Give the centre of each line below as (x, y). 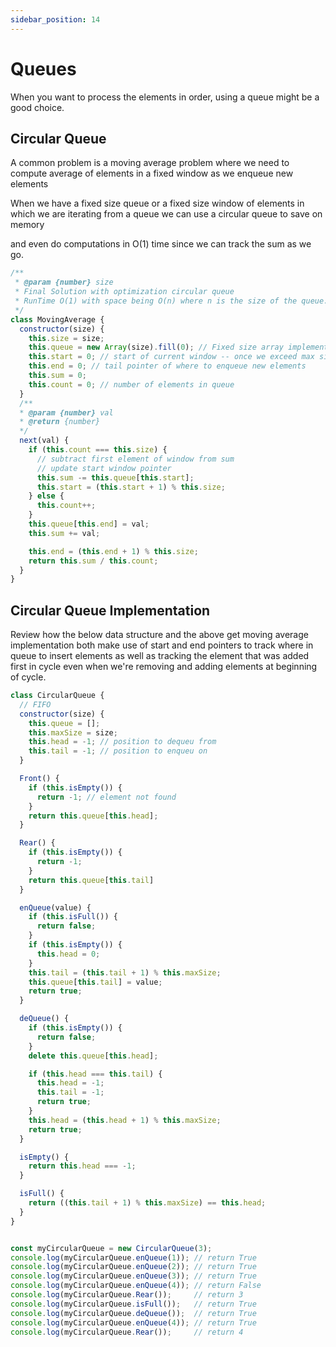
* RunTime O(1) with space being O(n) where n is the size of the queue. (171, 301)
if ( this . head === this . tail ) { (95, 1074)
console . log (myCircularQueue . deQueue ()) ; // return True (133, 1313)
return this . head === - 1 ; (82, 1166)
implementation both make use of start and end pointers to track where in (162, 645)
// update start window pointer (104, 468)
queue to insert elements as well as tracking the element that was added (160, 656)
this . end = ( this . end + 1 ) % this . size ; (113, 551)
